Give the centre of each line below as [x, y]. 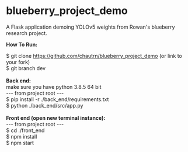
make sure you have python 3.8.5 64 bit [54, 87]
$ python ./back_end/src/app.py [45, 105]
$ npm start [20, 143]
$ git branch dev [26, 68]
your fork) [18, 62]
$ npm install [22, 136]
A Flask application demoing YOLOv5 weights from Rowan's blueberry [90, 27]
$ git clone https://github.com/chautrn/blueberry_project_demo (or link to [94, 56]
